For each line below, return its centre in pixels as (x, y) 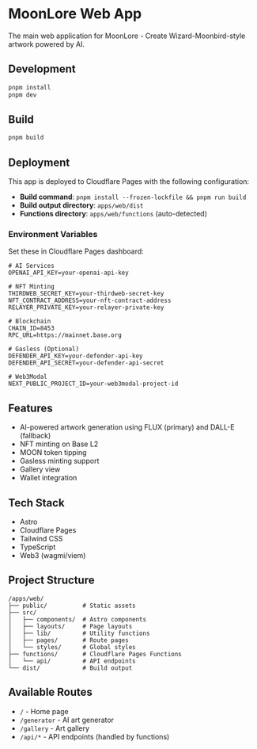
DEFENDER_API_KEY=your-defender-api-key (76, 356)
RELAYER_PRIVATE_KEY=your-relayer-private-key (86, 308)
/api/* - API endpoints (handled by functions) (94, 736)
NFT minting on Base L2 (59, 444)
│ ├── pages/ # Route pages (68, 640)
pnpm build (26, 138)
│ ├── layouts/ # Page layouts (70, 626)
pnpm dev (23, 95)
